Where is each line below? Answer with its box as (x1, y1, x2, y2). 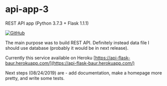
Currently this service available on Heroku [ (5, 54, 95, 61)
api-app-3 (5, 4, 49, 15)
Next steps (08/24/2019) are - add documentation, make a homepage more (5, 69, 162, 76)
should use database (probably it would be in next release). (5, 45, 129, 51)
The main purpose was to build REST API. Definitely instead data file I (5, 39, 150, 46)
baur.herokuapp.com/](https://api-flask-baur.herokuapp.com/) (5, 60, 135, 66)
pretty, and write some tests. (5, 75, 65, 81)
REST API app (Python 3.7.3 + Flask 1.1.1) (5, 20, 89, 26)
